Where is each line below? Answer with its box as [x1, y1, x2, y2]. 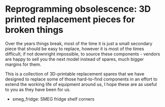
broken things [5, 25, 64, 35]
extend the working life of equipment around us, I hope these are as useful [5, 81, 157, 87]
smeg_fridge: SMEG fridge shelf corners [12, 96, 95, 102]
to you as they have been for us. [5, 86, 71, 92]
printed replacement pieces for [5, 14, 135, 25]
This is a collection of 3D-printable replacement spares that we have [5, 71, 145, 77]
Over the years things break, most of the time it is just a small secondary [5, 40, 153, 46]
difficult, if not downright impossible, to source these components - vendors [5, 51, 161, 57]
